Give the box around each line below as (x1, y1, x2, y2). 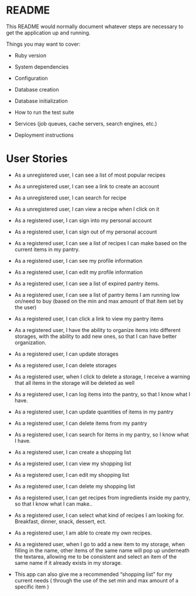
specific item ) (14, 583, 50, 590)
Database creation (14, 86, 60, 93)
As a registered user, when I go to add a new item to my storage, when (14, 540, 185, 547)
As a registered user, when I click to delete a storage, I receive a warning (14, 373, 190, 380)
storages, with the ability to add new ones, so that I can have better (14, 333, 177, 340)
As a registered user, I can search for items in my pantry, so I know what (14, 431, 189, 438)
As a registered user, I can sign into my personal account (14, 216, 152, 223)
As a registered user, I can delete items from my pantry (14, 419, 147, 426)
